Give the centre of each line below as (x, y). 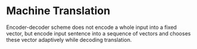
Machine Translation (58, 11)
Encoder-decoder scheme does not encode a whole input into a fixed (92, 27)
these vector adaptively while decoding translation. (69, 40)
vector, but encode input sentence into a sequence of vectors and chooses (98, 33)
